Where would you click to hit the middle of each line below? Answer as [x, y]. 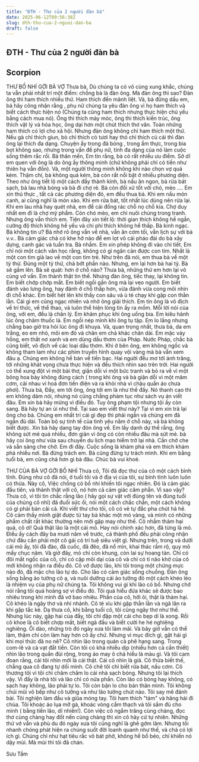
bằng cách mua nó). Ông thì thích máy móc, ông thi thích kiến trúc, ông [93, 118]
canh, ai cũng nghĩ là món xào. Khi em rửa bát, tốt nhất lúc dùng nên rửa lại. [99, 200]
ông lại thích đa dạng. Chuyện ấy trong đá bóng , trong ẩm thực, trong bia [96, 144]
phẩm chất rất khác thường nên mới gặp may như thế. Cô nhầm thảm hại [95, 521]
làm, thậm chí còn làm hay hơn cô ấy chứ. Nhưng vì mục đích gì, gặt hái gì [97, 635]
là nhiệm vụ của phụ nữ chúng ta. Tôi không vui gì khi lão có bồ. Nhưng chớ [99, 585]
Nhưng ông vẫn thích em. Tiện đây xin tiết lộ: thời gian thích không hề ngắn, [99, 219]
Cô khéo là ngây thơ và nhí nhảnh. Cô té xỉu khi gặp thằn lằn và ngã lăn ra [96, 603]
